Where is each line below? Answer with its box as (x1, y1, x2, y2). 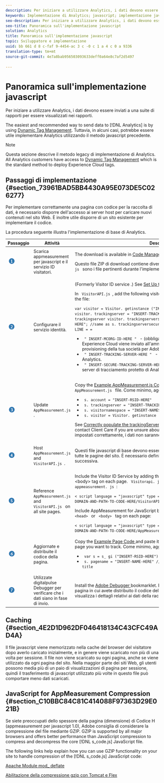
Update (33, 402, 48, 408)
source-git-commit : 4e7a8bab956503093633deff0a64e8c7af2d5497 (5, 54, 134, 59)
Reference (33, 488, 55, 494)
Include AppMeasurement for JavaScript (74, 508, 156, 514)
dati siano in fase (33, 596, 68, 601)
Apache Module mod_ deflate (5, 762, 65, 768)
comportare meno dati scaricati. (5, 675, 70, 681)
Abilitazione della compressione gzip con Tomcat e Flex (5, 772, 117, 778)
